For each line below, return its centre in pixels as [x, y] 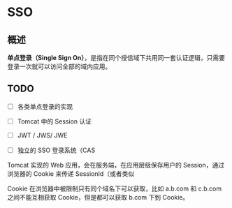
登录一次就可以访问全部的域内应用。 [59, 66]
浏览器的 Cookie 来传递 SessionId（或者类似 [71, 174]
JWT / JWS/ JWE [42, 135]
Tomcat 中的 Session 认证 [55, 121]
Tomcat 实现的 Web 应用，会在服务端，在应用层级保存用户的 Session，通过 [116, 165]
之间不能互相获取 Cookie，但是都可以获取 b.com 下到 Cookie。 [98, 198]
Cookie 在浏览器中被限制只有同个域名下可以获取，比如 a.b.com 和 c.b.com [115, 188]
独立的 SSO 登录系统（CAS [56, 150]
